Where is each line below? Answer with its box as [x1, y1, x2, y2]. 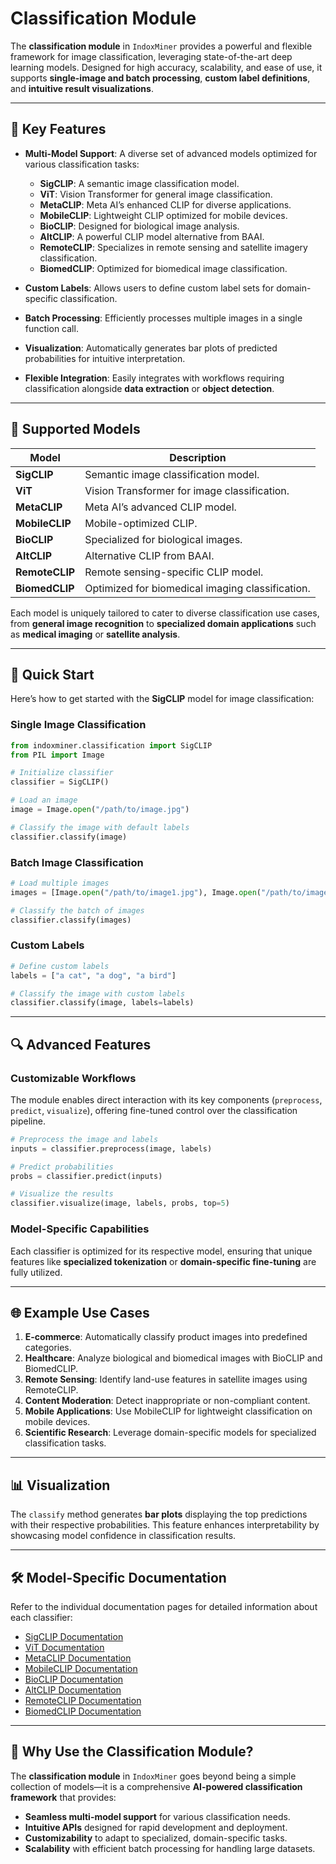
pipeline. [10, 1115, 46, 1127]
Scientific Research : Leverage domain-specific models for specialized [24, 1427, 317, 1439]
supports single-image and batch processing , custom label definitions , [10, 72, 311, 84]
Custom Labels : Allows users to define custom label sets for [24, 282, 275, 294]
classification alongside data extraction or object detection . [24, 382, 275, 394]
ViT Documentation [24, 1641, 105, 1653]
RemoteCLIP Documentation [24, 1694, 142, 1706]
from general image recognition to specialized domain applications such [10, 617, 317, 629]
